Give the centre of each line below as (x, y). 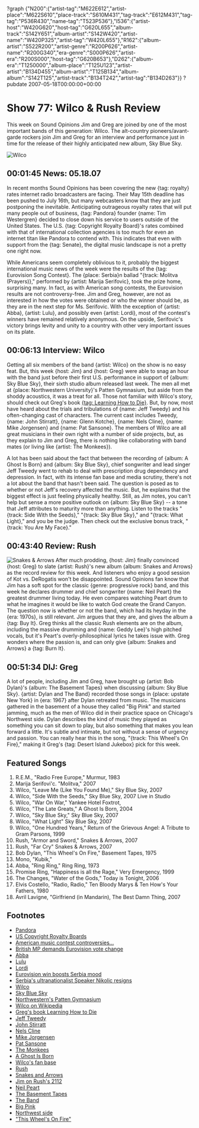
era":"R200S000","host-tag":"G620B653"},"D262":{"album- (80, 59)
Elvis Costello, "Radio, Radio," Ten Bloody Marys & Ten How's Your (97, 884)
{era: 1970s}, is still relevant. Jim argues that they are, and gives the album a (100, 617)
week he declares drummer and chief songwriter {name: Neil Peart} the (94, 592)
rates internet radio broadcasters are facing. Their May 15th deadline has (96, 194)
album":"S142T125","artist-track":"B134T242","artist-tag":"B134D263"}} (94, 78)
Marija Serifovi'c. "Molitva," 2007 (56, 783)
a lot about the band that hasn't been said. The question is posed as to (93, 483)
